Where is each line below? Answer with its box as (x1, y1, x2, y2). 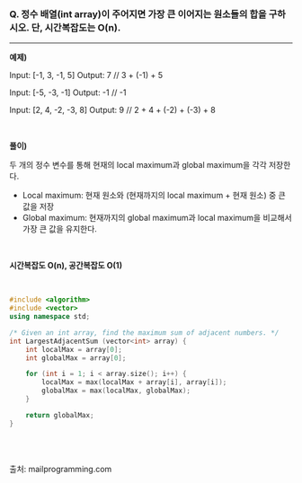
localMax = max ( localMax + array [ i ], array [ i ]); (41, 378, 227, 387)
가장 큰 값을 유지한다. (22, 224, 97, 234)
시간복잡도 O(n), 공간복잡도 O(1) (9, 260, 123, 271)
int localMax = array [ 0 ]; (25, 345, 123, 354)
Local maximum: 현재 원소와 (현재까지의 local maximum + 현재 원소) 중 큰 (22, 190, 286, 201)
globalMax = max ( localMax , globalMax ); (41, 386, 191, 396)
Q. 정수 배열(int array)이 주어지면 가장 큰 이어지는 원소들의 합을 (9, 7, 267, 20)
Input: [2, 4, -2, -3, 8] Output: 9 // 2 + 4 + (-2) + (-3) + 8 (9, 105, 216, 116)
